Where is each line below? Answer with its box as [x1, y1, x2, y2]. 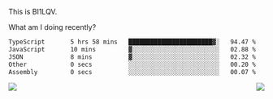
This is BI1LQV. [8, 7, 58, 16]
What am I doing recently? [8, 23, 97, 31]
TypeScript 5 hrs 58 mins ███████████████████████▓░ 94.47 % [8, 38, 256, 46]
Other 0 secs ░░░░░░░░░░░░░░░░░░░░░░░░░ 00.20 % [8, 60, 256, 68]
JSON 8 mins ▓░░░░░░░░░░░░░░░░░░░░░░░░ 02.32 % [8, 52, 256, 61]
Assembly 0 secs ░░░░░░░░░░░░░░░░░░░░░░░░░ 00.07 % [8, 68, 256, 76]
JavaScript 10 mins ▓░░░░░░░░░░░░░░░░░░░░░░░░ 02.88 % [8, 45, 256, 53]
